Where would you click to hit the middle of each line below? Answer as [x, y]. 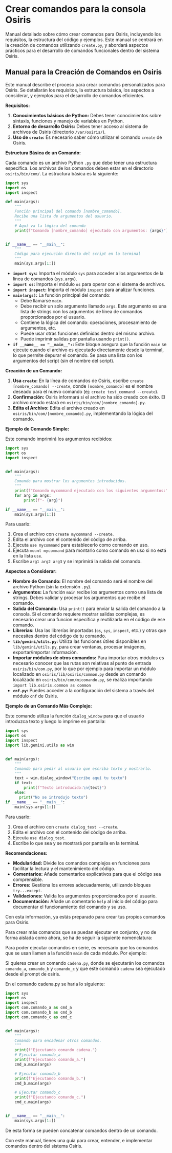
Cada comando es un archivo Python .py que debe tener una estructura [81, 163]
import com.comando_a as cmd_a [39, 1008]
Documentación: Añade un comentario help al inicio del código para [85, 901]
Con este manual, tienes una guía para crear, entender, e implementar [79, 1140]
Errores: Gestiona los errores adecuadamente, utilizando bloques [82, 885]
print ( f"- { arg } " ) [43, 500]
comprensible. [28, 879]
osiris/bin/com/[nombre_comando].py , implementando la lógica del [83, 413]
